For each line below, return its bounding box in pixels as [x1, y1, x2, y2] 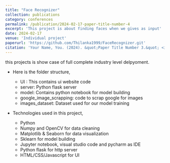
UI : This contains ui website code [20, 78, 91, 85]
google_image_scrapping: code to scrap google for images [20, 95, 143, 101]
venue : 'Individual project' [5, 36, 67, 41]
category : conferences [5, 17, 53, 22]
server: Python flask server [20, 84, 77, 90]
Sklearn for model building [20, 136, 76, 142]
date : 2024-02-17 [5, 31, 42, 36]
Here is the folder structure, [12, 69, 71, 75]
